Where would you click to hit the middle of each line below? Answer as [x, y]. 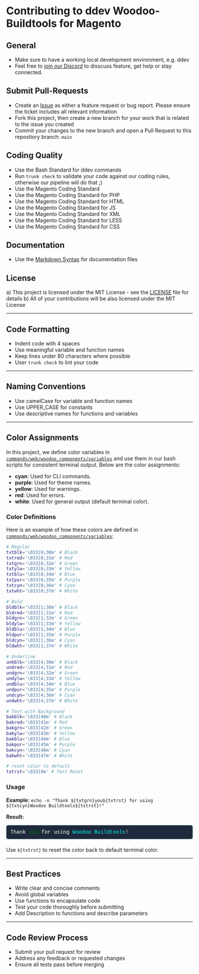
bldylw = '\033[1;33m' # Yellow [44, 624]
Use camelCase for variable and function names [73, 401]
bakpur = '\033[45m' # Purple [41, 744]
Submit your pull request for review [57, 952]
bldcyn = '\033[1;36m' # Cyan [41, 640]
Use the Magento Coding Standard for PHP [67, 195]
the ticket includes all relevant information [66, 112]
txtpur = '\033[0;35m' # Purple [44, 580]
